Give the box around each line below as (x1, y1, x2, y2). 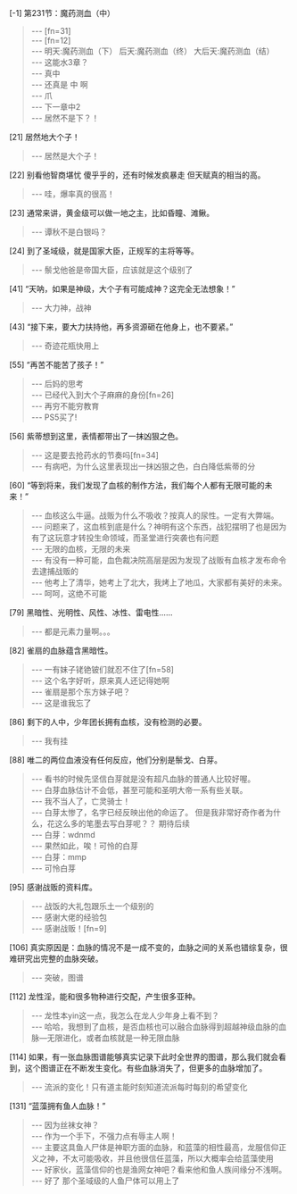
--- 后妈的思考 (30, 379, 85, 388)
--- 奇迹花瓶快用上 (30, 340, 100, 351)
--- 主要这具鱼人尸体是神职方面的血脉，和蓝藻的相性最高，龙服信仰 (30, 1142, 279, 1152)
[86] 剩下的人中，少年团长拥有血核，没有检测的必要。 (9, 717, 207, 727)
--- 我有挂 (30, 736, 69, 746)
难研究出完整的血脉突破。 (9, 954, 103, 964)
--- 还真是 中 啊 (30, 79, 88, 89)
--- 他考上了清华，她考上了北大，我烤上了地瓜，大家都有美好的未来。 (30, 577, 287, 588)
